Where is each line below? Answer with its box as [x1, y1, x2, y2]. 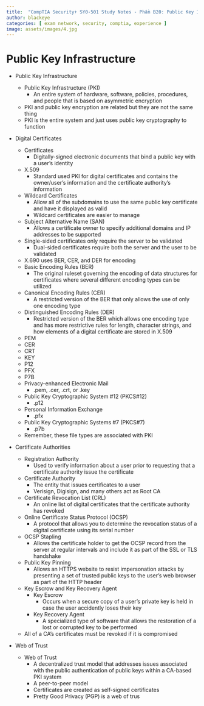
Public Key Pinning [24, 559, 71, 566]
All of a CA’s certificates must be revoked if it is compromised [24, 630, 178, 638]
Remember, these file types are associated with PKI [24, 432, 153, 439]
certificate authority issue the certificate [33, 468, 134, 476]
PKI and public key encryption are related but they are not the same [24, 104, 193, 111]
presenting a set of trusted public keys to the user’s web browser [33, 572, 196, 579]
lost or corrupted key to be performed [42, 624, 137, 631]
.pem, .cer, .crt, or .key [33, 387, 90, 394]
